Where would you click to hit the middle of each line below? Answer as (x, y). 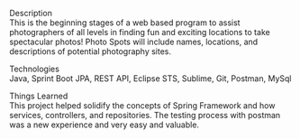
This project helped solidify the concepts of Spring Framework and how (142, 106)
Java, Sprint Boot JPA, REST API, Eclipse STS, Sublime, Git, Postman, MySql (150, 79)
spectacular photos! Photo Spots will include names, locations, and (134, 42)
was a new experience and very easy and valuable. (105, 125)
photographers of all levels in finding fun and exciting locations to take (140, 32)
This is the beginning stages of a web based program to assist (125, 23)
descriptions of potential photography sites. (91, 51)
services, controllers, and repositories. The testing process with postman (145, 115)
